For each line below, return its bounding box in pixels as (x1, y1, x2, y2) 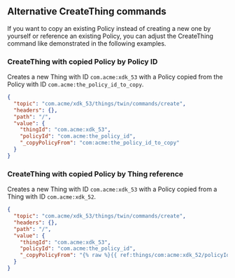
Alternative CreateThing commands (7, 6, 166, 18)
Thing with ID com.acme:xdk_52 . (7, 192, 97, 201)
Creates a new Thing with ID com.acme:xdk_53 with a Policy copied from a (7, 185, 218, 194)
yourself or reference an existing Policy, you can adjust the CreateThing (7, 32, 213, 40)
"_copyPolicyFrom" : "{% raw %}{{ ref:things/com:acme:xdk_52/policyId (20, 252, 230, 259)
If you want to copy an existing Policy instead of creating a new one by (7, 24, 211, 32)
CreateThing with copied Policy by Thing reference (7, 168, 184, 178)
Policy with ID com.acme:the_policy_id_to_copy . (7, 80, 144, 88)
